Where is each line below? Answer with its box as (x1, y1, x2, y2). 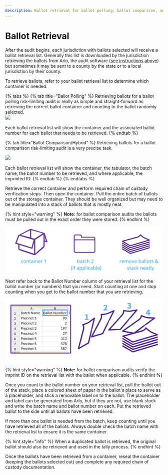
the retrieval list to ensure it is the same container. (5, 429, 108, 435)
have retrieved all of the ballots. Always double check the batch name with (5, 423, 159, 429)
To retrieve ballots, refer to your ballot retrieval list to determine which (5, 78, 149, 84)
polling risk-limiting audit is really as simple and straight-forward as (5, 98, 143, 104)
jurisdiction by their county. (5, 68, 61, 74)
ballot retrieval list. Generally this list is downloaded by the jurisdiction (5, 52, 149, 58)
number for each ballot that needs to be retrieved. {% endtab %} (5, 130, 138, 136)
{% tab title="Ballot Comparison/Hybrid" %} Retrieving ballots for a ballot (5, 139, 156, 145)
